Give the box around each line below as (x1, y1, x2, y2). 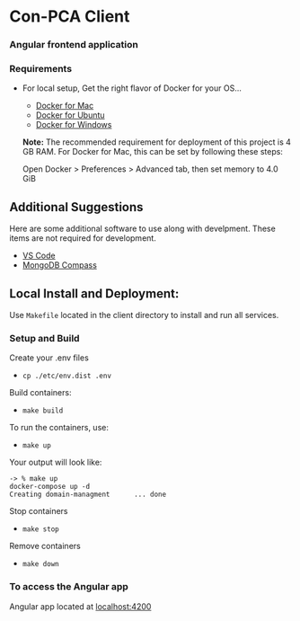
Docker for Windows (35, 120, 112, 130)
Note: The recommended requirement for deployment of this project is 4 (22, 137, 292, 147)
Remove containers (9, 541, 81, 552)
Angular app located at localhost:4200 (9, 600, 152, 612)
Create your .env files (9, 352, 90, 363)
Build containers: (9, 387, 72, 398)
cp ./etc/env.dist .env (22, 371, 112, 381)
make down (22, 560, 60, 569)
